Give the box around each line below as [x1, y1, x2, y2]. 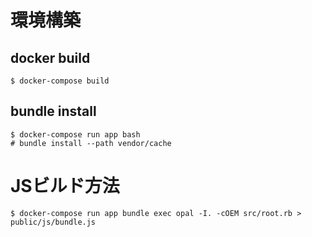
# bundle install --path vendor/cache [10, 138, 172, 148]
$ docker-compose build [10, 76, 110, 86]
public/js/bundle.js [10, 217, 97, 227]
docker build [10, 49, 91, 66]
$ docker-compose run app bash [10, 129, 141, 140]
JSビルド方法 [10, 175, 120, 197]
